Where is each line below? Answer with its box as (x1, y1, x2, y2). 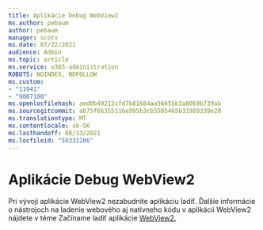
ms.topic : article (8, 56, 69, 64)
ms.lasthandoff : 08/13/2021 (8, 129, 101, 137)
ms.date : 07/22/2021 (8, 41, 77, 49)
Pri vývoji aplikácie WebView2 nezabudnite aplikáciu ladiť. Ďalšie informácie (8, 197, 256, 206)
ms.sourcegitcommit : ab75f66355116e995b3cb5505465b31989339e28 (8, 107, 222, 115)
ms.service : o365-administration (8, 63, 119, 71)
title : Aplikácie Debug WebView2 (8, 11, 119, 20)
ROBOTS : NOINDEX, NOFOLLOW (8, 70, 97, 78)
